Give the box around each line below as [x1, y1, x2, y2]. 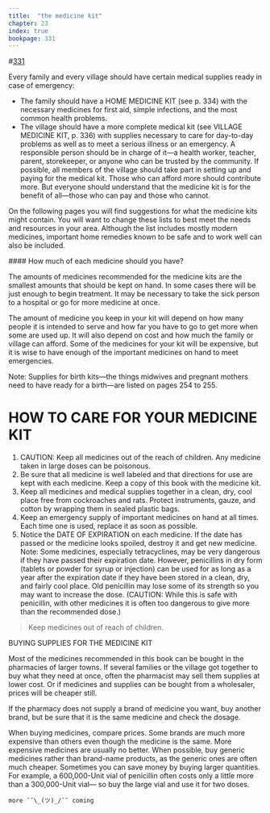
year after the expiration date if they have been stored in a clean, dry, [19, 572, 250, 582]
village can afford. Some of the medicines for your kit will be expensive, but [8, 339, 259, 349]
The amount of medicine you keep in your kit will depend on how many [8, 313, 244, 323]
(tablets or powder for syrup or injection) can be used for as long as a [19, 564, 251, 574]
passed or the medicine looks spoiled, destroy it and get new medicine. [19, 539, 257, 548]
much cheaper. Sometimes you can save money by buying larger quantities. [8, 762, 260, 772]
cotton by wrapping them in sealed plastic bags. [19, 504, 180, 513]
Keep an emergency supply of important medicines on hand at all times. [19, 513, 260, 522]
